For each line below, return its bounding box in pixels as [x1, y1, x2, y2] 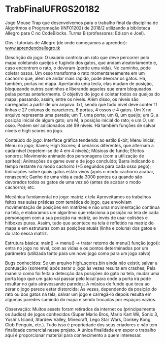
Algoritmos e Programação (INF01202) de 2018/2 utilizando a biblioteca [5, 25, 151, 31]
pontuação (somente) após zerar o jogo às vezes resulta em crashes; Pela [5, 265, 156, 271]
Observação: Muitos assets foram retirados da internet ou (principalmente [5, 306, 156, 312]
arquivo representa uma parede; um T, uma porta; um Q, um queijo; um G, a [5, 112, 159, 118]
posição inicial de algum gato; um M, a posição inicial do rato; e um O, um [5, 117, 155, 123]
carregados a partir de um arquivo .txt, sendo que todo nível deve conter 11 [5, 101, 158, 107]
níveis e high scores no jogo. [5, 127, 64, 133]
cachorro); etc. [5, 184, 35, 190]
